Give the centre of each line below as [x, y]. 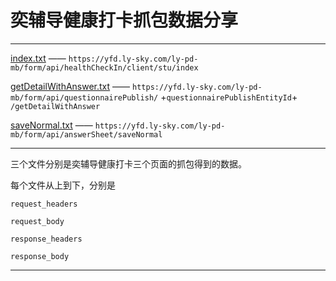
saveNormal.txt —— [51, 125]
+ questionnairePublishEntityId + [229, 97]
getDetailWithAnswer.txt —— [70, 86]
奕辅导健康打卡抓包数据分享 [124, 20]
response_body [40, 256]
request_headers [44, 204]
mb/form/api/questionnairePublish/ [84, 97]
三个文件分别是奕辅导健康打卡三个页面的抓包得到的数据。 [128, 163]
